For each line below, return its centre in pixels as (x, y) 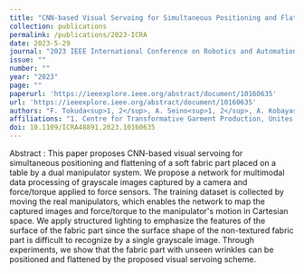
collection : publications (58, 26)
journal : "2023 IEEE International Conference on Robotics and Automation (153, 52)
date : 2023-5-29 (40, 43)
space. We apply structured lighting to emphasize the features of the (138, 220)
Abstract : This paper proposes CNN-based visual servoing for (126, 153)
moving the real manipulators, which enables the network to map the (137, 201)
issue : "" (28, 60)
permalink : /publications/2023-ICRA (78, 34)
